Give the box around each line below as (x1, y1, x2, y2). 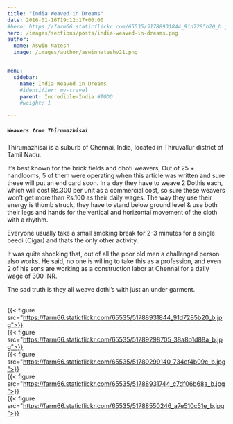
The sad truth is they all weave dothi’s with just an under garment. (7, 285, 196, 294)
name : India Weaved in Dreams (19, 80, 107, 87)
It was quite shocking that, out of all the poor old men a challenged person (7, 250, 220, 258)
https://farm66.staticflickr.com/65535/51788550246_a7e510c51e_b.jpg (23, 402, 225, 410)
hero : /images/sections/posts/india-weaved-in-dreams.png (7, 29, 178, 37)
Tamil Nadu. (7, 150, 42, 159)
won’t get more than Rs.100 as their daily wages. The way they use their (7, 193, 213, 202)
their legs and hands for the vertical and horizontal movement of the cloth (7, 209, 218, 217)
